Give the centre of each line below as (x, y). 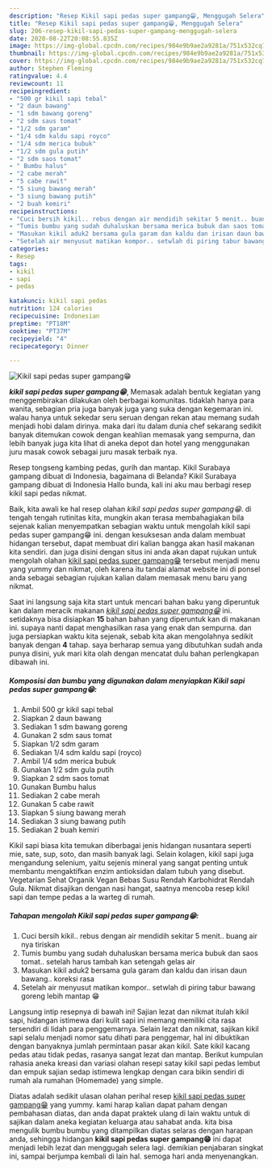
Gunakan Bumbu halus (59, 787)
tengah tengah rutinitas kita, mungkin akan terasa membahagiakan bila (127, 517)
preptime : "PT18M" (40, 323)
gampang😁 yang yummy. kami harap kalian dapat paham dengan (119, 1105)
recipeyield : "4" (38, 339)
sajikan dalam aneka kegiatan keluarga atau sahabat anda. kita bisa (121, 1122)
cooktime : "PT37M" (40, 331)
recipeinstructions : (44, 211)
